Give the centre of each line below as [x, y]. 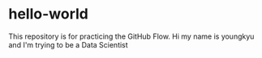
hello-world [49, 14]
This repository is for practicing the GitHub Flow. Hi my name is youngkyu [131, 36]
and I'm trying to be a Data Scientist [68, 44]
